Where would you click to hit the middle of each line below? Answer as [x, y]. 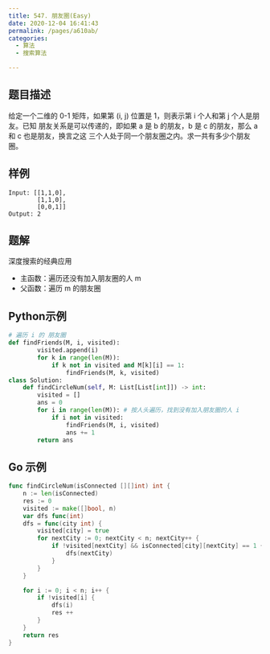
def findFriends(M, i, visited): [64, 343]
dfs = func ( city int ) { [63, 524]
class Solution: [35, 380]
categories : [28, 38]
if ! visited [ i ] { [66, 598]
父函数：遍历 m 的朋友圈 [60, 288]
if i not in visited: [88, 417]
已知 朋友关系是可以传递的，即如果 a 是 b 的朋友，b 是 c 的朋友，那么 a [140, 125]
